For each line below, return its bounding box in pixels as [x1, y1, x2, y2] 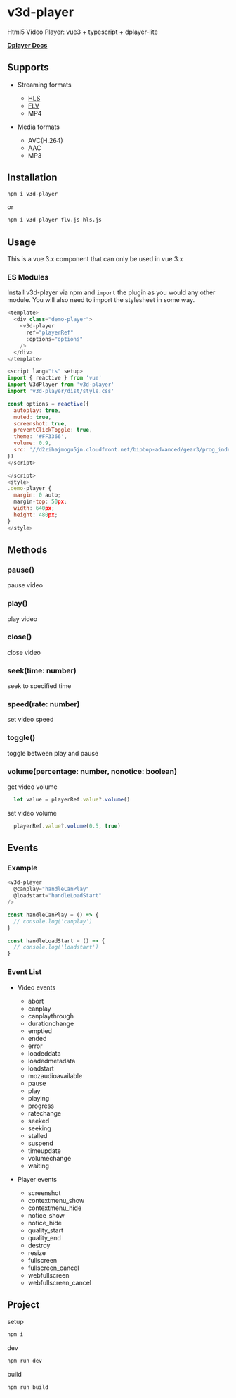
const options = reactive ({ [7, 400, 90, 407]
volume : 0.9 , [13, 439, 52, 447]
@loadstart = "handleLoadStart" [13, 892, 102, 899]
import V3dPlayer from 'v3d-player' [7, 381, 114, 388]
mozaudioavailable [27, 1071, 83, 1080]
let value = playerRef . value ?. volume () [13, 797, 131, 804]
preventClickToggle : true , [13, 427, 93, 434]
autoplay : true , [13, 406, 61, 414]
